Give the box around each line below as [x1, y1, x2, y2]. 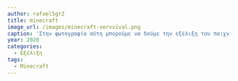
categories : [7, 43, 42, 50]
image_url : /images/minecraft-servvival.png [7, 23, 141, 30]
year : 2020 [7, 37, 40, 44]
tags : [7, 56, 23, 63]
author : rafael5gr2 [7, 10, 65, 18]
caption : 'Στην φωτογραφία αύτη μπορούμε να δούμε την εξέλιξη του [7, 30, 211, 37]
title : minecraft [7, 17, 59, 24]
